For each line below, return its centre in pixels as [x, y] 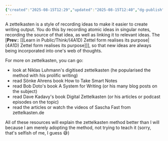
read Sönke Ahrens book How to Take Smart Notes [65, 80]
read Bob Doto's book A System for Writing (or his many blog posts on [85, 86]
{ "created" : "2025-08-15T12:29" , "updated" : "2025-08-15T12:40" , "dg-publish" [85, 10]
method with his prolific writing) [45, 75]
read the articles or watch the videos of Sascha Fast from [71, 107]
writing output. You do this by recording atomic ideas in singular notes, [78, 29]
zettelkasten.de [28, 112]
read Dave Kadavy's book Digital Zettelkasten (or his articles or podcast [86, 96]
